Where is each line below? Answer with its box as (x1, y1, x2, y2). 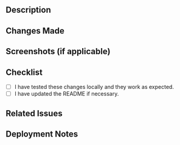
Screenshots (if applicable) (5, 46, 111, 57)
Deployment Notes (5, 129, 78, 139)
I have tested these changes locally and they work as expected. (14, 83, 175, 90)
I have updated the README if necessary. (14, 90, 119, 97)
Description (5, 5, 51, 15)
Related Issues (5, 108, 63, 118)
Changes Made (5, 26, 64, 36)
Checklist (5, 67, 43, 77)
